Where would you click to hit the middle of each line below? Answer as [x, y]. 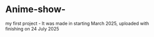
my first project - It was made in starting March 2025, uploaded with [77, 23]
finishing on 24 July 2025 [32, 28]
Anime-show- [36, 9]
